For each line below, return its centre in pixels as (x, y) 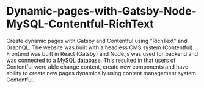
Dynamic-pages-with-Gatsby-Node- (101, 11)
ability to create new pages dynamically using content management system (101, 73)
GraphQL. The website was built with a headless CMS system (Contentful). (100, 47)
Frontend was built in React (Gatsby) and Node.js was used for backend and (102, 53)
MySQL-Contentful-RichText (80, 24)
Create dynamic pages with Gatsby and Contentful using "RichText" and (97, 41)
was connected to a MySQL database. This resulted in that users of (91, 60)
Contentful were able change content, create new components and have (97, 66)
